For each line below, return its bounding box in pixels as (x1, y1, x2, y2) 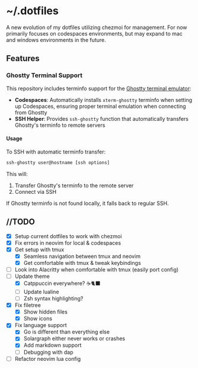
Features (6, 53, 40, 63)
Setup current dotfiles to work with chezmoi (14, 232, 122, 239)
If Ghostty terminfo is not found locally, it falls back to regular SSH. (6, 200, 169, 207)
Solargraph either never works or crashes (23, 335, 126, 342)
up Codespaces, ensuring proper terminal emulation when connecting (14, 103, 186, 110)
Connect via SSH (14, 188, 57, 195)
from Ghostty (14, 108, 47, 116)
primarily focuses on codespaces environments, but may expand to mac (6, 30, 183, 37)
